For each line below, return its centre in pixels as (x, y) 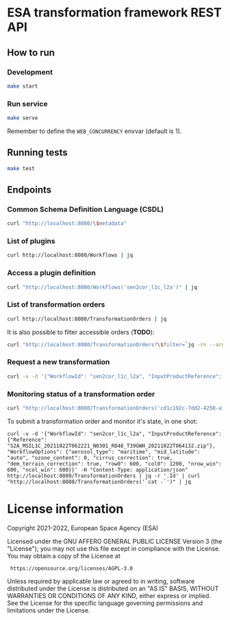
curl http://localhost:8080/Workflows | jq (70, 255)
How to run (31, 52)
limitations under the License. (49, 610)
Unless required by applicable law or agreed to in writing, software (101, 581)
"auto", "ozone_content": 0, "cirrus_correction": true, (90, 457)
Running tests (38, 153)
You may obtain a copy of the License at (64, 556)
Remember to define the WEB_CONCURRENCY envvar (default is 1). (94, 131)
